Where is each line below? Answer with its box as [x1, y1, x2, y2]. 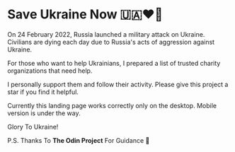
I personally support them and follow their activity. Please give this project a [7, 80, 229, 88]
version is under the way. [7, 109, 81, 117]
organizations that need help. [7, 66, 93, 75]
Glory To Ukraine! [7, 122, 59, 131]
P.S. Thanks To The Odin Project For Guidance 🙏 [7, 136, 150, 144]
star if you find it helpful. [7, 88, 79, 96]
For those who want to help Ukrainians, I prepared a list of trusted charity [7, 59, 221, 67]
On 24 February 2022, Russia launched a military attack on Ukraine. [7, 30, 205, 38]
